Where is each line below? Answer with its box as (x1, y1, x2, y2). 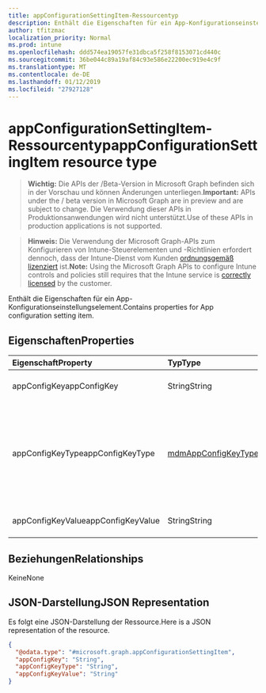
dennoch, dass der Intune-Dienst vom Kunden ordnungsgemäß (27, 253, 234, 263)
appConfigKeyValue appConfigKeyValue (12, 516, 160, 527)
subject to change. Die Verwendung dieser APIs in (27, 204, 192, 214)
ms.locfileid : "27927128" (8, 85, 93, 93)
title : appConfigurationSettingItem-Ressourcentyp (8, 11, 179, 20)
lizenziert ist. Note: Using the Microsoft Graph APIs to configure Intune (27, 262, 257, 272)
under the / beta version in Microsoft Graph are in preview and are (27, 196, 244, 206)
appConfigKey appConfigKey (12, 381, 119, 392)
